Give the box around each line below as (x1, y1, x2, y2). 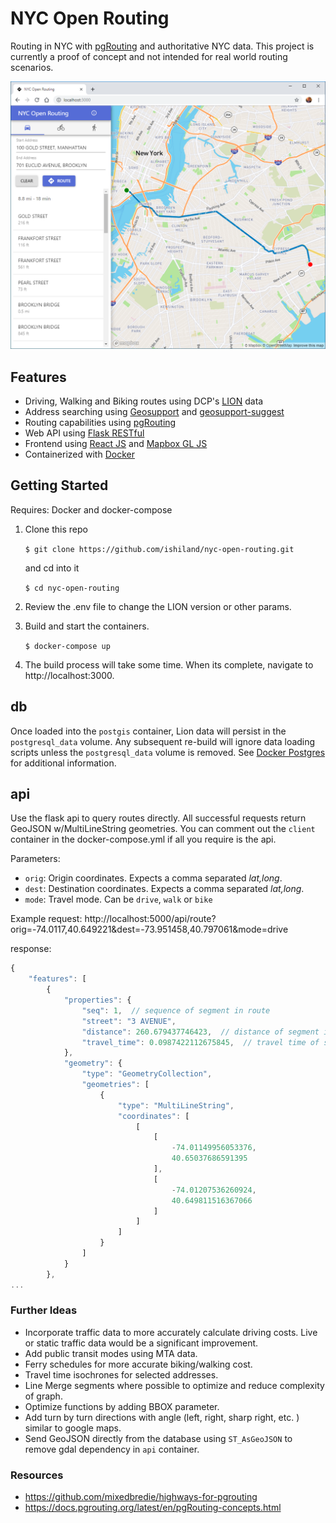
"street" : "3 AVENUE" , (81, 1016, 177, 1026)
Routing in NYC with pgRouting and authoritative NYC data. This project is (10, 40, 315, 52)
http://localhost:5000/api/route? (84, 913, 217, 925)
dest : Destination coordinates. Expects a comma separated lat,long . (24, 883, 305, 895)
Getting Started (10, 477, 109, 494)
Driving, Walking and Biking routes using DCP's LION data (24, 395, 264, 407)
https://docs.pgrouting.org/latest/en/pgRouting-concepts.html (24, 1502, 282, 1514)
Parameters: (10, 853, 61, 865)
